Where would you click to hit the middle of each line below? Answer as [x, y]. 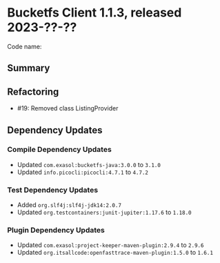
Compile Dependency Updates [59, 150]
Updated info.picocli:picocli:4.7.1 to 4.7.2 [82, 172]
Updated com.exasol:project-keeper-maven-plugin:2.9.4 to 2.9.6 [110, 245]
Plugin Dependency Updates [56, 231]
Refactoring [33, 91]
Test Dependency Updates [53, 190]
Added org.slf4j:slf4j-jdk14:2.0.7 [69, 205]
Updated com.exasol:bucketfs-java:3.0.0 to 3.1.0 [89, 164]
